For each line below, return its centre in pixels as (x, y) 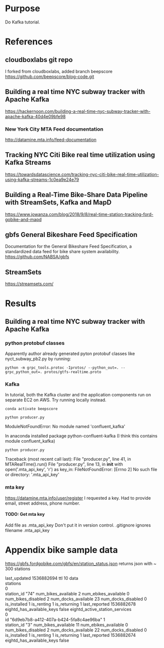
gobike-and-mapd (23, 219)
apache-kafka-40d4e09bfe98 (35, 116)
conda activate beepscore (31, 409)
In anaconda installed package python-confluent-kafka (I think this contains (81, 436)
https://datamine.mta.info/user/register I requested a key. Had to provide (78, 498)
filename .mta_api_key (27, 530)
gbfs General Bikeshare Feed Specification (71, 235)
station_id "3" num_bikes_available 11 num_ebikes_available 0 (67, 625)
